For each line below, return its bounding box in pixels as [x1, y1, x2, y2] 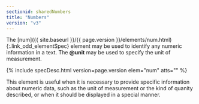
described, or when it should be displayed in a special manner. [6, 91, 161, 99]
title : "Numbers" [6, 14, 50, 20]
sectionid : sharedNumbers [6, 8, 71, 15]
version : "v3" [6, 20, 42, 26]
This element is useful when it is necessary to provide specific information [6, 78, 190, 85]
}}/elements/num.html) [116, 36, 172, 44]
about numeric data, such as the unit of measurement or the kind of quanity [6, 85, 193, 92]
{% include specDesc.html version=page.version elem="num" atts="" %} [6, 67, 188, 74]
